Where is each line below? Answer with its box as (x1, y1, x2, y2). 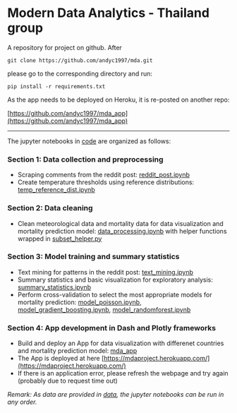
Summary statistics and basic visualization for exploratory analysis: (17, 275, 213, 284)
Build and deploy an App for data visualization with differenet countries (17, 339, 224, 347)
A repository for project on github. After (7, 43, 122, 52)
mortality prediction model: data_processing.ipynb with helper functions (17, 227, 227, 235)
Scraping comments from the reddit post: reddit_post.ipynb (17, 171, 190, 179)
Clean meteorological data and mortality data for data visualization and (17, 219, 224, 227)
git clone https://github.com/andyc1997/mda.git (7, 56, 153, 64)
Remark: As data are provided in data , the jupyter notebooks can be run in (7, 390, 224, 399)
